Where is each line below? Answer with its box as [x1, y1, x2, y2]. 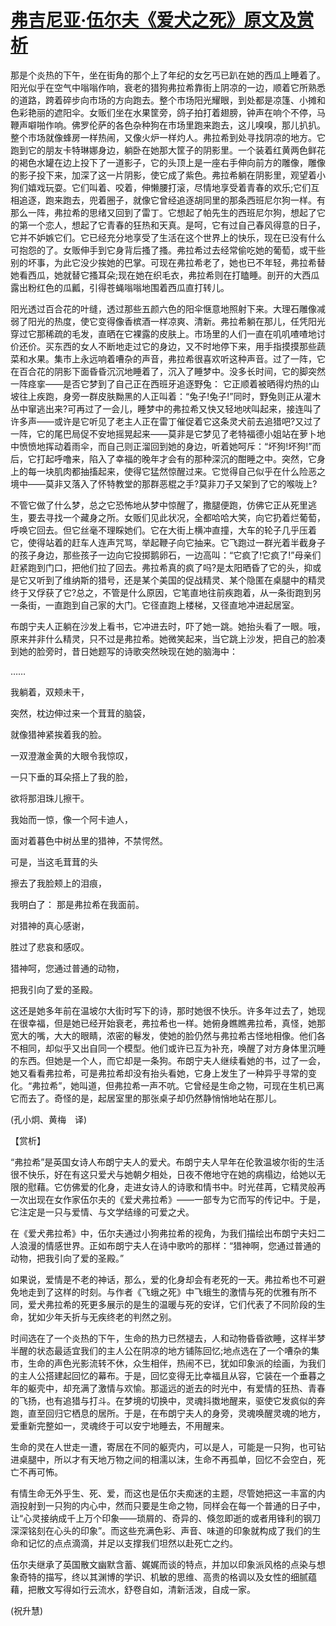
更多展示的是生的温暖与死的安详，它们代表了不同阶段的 [88, 1298, 317, 1310]
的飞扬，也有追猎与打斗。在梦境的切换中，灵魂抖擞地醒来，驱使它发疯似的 [10, 1394, 317, 1406]
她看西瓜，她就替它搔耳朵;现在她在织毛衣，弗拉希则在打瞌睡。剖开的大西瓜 [10, 269, 320, 281]
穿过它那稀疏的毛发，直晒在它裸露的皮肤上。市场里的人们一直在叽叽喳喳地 [10, 327, 317, 340]
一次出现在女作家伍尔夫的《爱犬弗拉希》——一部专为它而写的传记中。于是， [10, 1193, 326, 1205]
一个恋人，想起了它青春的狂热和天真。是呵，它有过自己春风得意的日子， [27, 219, 326, 231]
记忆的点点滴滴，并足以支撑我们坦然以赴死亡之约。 [27, 1537, 238, 1549]
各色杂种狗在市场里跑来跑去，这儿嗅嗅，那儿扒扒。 [114, 119, 326, 131]
